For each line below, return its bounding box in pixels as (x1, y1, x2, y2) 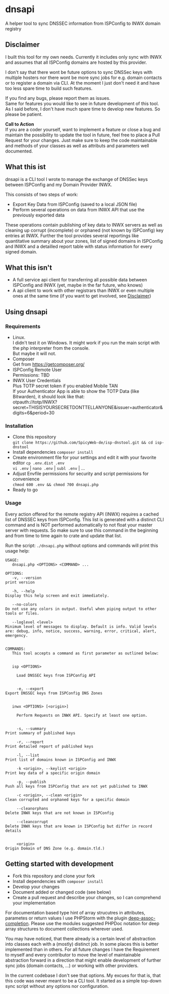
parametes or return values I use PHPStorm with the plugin (5, 915, 128, 921)
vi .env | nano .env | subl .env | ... (12, 465, 85, 471)
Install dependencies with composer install (12, 878, 103, 885)
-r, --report (16, 739, 44, 745)
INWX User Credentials (12, 378, 61, 384)
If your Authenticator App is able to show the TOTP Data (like (12, 388, 140, 394)
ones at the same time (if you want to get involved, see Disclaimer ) (12, 293, 151, 299)
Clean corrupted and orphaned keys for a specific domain (5, 797, 130, 802)
